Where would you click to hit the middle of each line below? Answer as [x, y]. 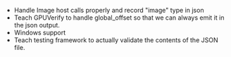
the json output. [37, 25]
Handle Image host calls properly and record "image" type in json [109, 10]
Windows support [40, 32]
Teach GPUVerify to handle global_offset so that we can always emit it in [119, 18]
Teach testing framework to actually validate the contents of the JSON [116, 40]
